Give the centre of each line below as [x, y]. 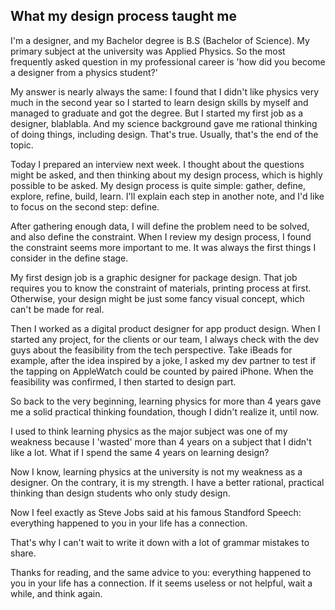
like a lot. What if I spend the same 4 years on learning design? [140, 452]
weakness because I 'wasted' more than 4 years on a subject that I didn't [161, 441]
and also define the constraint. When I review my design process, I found [161, 236]
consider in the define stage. [69, 258]
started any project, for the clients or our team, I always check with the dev [165, 339]
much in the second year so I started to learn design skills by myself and [159, 102]
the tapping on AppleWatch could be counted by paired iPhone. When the [162, 371]
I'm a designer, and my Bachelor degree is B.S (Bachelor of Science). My [160, 40]
